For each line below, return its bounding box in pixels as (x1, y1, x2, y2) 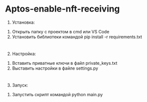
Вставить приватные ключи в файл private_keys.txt (12, 60, 117, 66)
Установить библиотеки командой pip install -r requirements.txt (12, 34, 142, 40)
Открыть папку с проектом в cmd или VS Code (12, 29, 110, 34)
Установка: (12, 19, 35, 25)
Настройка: (12, 51, 36, 57)
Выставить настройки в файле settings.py (12, 65, 98, 71)
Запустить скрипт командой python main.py (12, 92, 103, 98)
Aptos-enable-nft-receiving (5, 3, 120, 15)
